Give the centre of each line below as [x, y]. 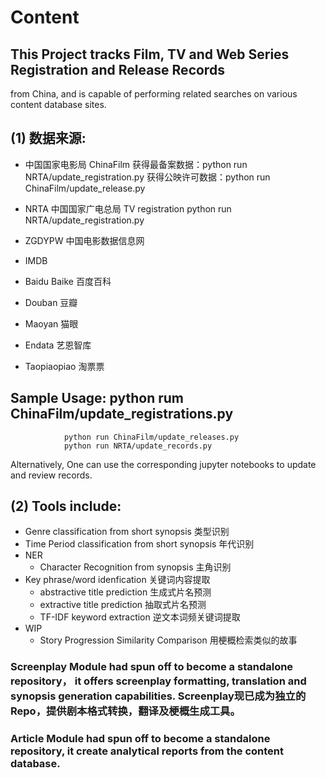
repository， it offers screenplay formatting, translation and [158, 681]
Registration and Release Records [117, 69]
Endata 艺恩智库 [58, 345]
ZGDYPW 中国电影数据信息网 [84, 240]
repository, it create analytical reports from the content [147, 751]
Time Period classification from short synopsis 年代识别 [139, 544]
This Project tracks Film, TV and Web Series [150, 54]
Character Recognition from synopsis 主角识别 [135, 567]
